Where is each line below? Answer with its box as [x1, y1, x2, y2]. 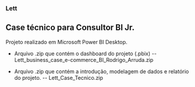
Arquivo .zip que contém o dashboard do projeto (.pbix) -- [14, 49, 157, 57]
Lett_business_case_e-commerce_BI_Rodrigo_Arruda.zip [14, 56, 154, 63]
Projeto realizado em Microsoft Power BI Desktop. [5, 38, 128, 45]
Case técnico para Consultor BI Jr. [5, 23, 135, 33]
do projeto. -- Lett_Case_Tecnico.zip [14, 74, 103, 81]
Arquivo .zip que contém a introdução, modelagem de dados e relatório [14, 67, 190, 75]
